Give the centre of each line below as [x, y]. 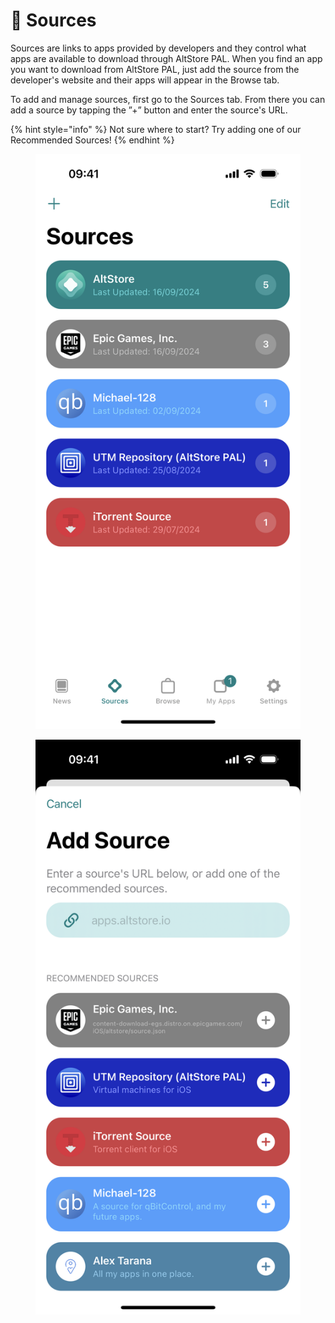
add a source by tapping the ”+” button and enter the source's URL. [149, 110]
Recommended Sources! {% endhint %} [92, 140]
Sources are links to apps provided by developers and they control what [158, 48]
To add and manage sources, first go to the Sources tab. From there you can [168, 99]
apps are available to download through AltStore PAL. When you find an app [166, 58]
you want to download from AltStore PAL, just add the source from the [155, 69]
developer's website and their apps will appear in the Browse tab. [145, 80]
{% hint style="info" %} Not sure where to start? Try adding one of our [156, 129]
